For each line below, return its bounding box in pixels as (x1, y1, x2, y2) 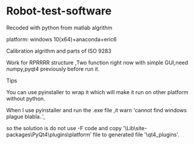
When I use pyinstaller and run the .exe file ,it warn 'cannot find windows (6, 106, 187, 113)
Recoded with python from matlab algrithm (6, 24, 113, 31)
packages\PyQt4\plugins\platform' (6, 131, 92, 138)
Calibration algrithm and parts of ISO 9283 (6, 47, 111, 55)
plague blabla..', (6, 113, 45, 120)
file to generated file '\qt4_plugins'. (93, 131, 180, 138)
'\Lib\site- (123, 124, 148, 131)
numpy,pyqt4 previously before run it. (6, 65, 100, 73)
